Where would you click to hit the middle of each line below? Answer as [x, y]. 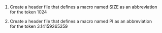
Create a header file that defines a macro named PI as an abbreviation [81, 21]
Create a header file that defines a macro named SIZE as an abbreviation [83, 7]
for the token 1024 [28, 12]
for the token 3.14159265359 [39, 26]
